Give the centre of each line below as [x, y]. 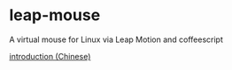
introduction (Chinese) [50, 56]
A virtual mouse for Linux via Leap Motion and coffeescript [116, 39]
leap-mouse [55, 15]
